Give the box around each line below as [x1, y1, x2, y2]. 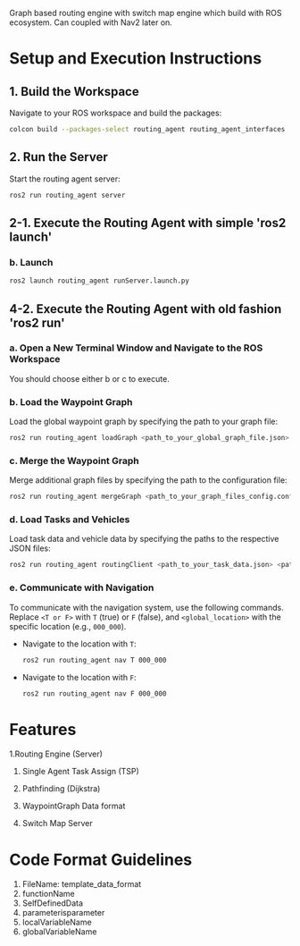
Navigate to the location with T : [21, 638, 137, 649]
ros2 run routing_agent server [9, 190, 126, 199]
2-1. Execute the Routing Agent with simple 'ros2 [9, 215, 287, 231]
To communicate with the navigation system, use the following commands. [9, 602, 284, 612]
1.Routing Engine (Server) [9, 748, 103, 759]
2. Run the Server [9, 149, 109, 165]
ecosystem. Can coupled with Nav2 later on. [9, 17, 172, 28]
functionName [21, 889, 75, 900]
